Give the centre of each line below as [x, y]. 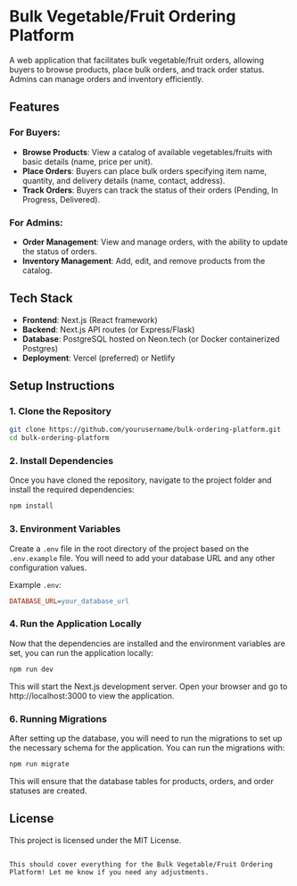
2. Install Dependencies [62, 461]
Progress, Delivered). [61, 199]
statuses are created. [48, 791]
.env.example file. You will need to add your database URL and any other [142, 558]
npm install [31, 506]
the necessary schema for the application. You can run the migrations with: [147, 748]
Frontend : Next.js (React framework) [90, 319]
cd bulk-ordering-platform [59, 438]
